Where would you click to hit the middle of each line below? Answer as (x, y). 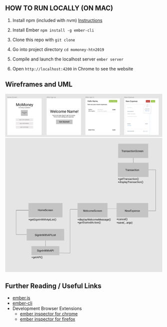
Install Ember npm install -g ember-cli (53, 30)
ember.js (21, 298)
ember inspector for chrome (49, 314)
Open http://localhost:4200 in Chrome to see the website (73, 68)
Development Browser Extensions (47, 308)
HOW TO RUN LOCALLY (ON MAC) (59, 8)
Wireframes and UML (39, 84)
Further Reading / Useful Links (53, 286)
